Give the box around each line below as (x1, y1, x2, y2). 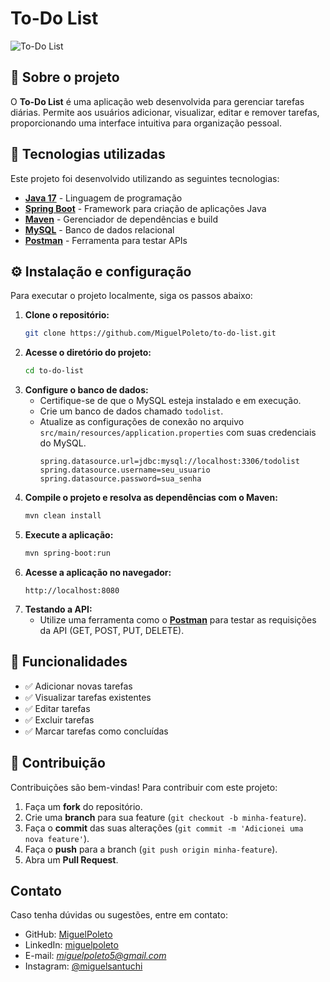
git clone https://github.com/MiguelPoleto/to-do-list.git (24, 328, 277, 339)
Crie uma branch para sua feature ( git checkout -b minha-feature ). (24, 811, 307, 823)
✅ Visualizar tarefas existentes (24, 691, 152, 703)
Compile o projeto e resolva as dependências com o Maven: (24, 492, 278, 504)
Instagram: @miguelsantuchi (24, 960, 143, 972)
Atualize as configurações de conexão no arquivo (39, 416, 245, 428)
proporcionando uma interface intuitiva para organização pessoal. (10, 117, 283, 129)
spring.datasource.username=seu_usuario (39, 465, 211, 476)
